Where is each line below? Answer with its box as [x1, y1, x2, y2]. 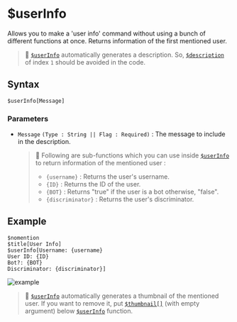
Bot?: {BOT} [7, 259, 43, 266]
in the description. [17, 138, 71, 146]
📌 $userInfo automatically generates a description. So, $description [24, 50, 225, 59]
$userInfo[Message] [7, 97, 65, 104]
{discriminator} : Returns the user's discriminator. [45, 195, 194, 204]
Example [7, 216, 47, 228]
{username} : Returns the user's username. [45, 172, 170, 181]
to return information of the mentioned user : [35, 159, 166, 167]
